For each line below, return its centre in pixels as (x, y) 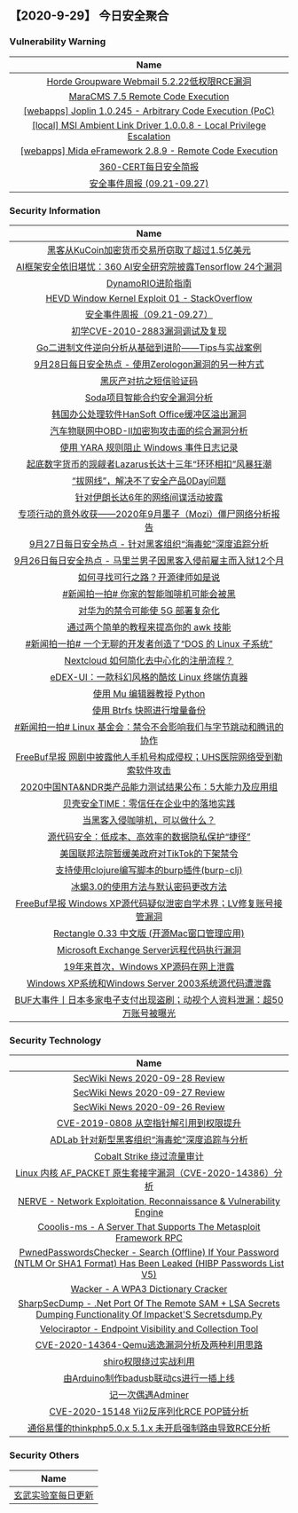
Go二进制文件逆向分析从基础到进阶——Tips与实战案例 (149, 347)
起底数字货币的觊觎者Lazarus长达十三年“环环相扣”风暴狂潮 (149, 464)
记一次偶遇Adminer (149, 1395)
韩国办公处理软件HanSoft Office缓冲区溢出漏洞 (149, 414)
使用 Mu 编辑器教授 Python (149, 693)
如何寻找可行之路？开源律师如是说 (149, 577)
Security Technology (55, 1040)
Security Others (44, 1455)
